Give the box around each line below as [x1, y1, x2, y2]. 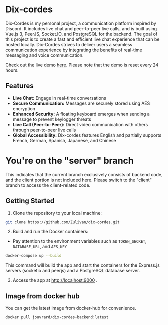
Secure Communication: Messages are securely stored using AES [12, 100, 150, 106]
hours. [5, 67, 19, 73]
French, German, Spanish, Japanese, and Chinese [12, 137, 116, 143]
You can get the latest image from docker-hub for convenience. [5, 305, 136, 311]
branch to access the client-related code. [5, 182, 91, 188]
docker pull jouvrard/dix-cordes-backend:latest [5, 315, 109, 320]
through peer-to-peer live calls [12, 127, 76, 133]
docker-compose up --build [5, 253, 62, 258]
